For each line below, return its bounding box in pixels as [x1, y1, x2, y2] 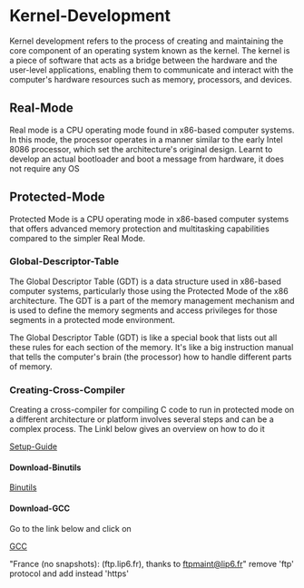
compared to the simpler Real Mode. [9, 232, 146, 243]
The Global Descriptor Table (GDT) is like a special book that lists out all [9, 332, 278, 343]
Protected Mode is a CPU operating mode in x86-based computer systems [9, 213, 289, 224]
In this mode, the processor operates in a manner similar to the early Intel [9, 133, 283, 145]
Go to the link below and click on [9, 523, 132, 534]
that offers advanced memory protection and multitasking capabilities [9, 223, 270, 234]
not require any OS [9, 162, 80, 173]
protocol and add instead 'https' [9, 568, 130, 579]
